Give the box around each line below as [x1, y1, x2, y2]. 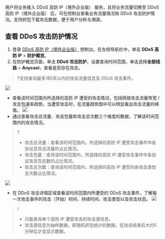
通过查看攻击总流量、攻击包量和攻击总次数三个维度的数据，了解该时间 [12, 113, 155, 119]
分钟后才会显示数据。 [24, 228, 68, 234]
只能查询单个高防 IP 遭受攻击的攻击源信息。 [24, 216, 113, 222]
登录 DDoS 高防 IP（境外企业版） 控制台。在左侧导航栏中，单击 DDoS [12, 46, 154, 52]
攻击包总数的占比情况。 [29, 158, 77, 164]
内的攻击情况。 [16, 119, 47, 125]
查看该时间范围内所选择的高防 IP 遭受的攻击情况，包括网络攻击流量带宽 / [12, 95, 160, 101]
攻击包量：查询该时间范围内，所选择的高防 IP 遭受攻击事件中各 [24, 151, 152, 157]
